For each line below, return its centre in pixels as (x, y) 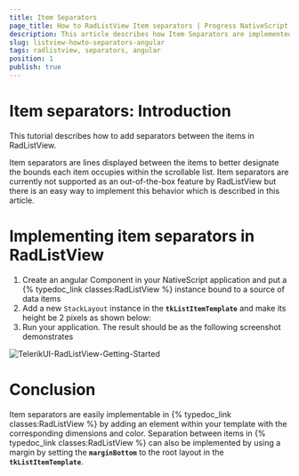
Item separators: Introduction (120, 111)
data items (41, 298)
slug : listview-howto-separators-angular (87, 42)
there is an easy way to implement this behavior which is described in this (145, 190)
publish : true (36, 68)
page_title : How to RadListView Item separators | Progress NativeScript (149, 26)
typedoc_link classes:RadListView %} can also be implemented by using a (145, 442)
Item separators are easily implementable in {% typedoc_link (120, 414)
